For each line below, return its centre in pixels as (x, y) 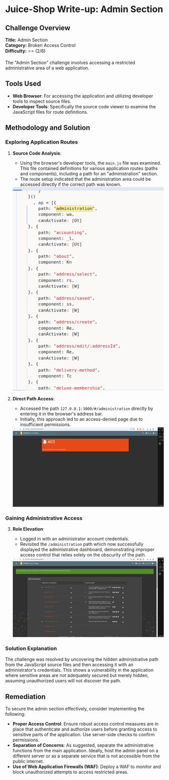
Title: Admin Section (26, 40)
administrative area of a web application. (47, 68)
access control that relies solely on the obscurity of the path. (83, 555)
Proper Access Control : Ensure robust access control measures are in (86, 724)
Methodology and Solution (48, 128)
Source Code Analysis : (37, 153)
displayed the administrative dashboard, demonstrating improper (87, 549)
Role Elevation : (28, 529)
